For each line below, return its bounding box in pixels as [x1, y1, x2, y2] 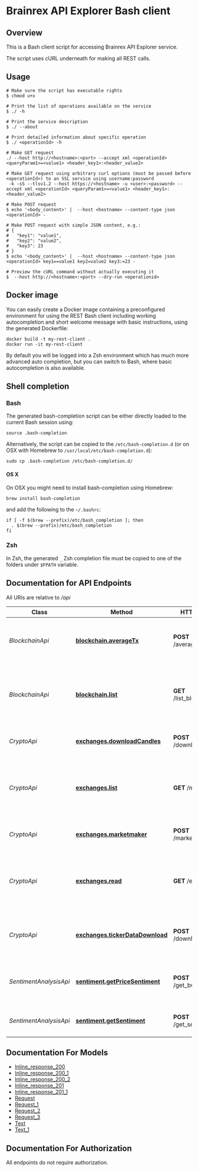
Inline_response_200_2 [14, 1076, 71, 1083]
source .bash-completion [6, 430, 67, 436]
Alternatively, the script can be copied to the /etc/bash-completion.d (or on [6, 441, 190, 448]
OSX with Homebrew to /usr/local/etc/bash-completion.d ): [6, 447, 152, 454]
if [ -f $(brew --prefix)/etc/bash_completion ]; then [6, 517, 144, 523]
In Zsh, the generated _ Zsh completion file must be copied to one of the [6, 554, 181, 561]
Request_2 [14, 1108, 41, 1115]
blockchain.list [75, 690, 118, 699]
